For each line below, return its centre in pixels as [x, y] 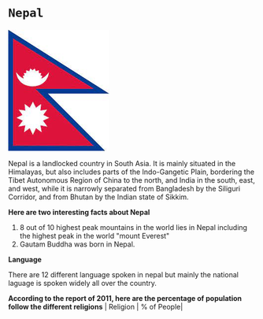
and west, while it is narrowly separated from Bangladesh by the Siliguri [124, 188]
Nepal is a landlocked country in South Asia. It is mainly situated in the [122, 163]
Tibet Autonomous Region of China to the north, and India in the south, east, [132, 180]
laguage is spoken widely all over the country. [83, 283]
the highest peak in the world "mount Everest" [94, 236]
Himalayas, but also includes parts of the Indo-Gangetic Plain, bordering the [131, 172]
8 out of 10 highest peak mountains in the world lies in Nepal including [133, 227]
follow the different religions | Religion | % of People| [96, 306]
